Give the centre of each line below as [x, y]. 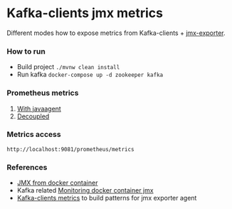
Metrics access [34, 135]
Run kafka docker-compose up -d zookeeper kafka [90, 75]
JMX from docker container [57, 183]
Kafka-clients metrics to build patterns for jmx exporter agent [107, 198]
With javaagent [39, 108]
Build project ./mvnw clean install [68, 67]
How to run [26, 51]
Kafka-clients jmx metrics [85, 13]
